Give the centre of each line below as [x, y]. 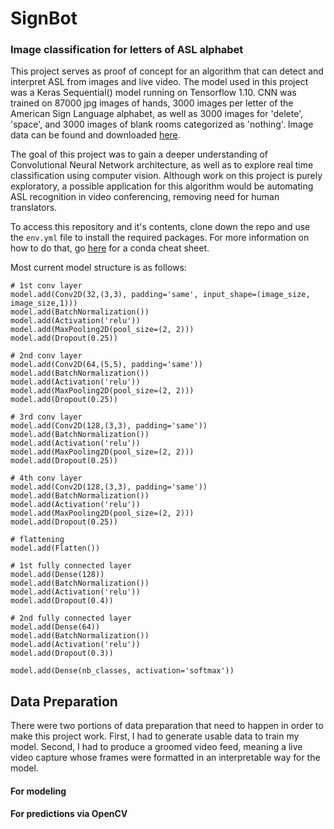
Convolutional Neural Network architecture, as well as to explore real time [162, 165]
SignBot [44, 18]
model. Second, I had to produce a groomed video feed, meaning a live [156, 747]
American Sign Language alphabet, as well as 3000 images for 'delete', [157, 114]
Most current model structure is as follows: [98, 268]
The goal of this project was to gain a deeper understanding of [139, 154]
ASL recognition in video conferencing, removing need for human [145, 197]
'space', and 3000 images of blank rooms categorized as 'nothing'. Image [162, 124]
